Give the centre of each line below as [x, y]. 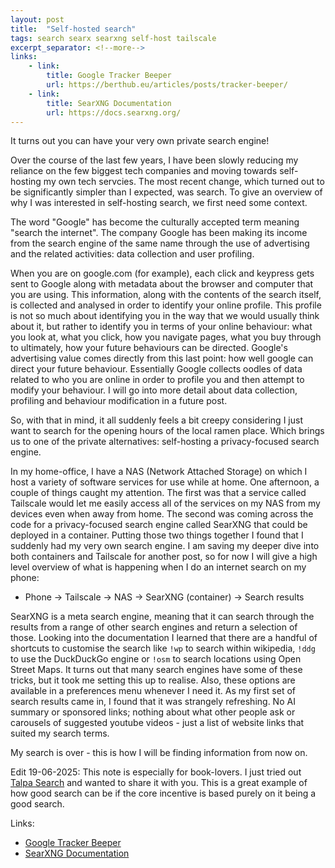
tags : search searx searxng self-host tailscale [113, 38]
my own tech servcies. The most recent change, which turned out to [184, 182]
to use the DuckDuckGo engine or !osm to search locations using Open [156, 659]
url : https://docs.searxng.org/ [114, 112]
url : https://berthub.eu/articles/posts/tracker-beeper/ [167, 85]
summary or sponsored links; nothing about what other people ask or [153, 712]
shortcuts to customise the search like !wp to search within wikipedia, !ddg [163, 648]
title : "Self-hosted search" [73, 29]
